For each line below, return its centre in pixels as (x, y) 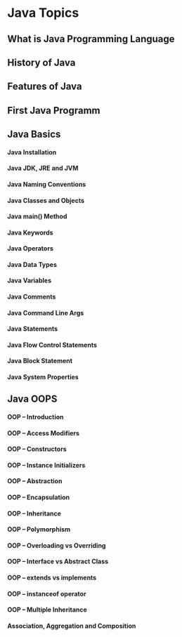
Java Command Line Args (46, 313)
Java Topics (43, 13)
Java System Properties (43, 377)
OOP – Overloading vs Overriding (57, 545)
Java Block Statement (40, 361)
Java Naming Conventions (47, 184)
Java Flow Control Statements (52, 345)
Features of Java (45, 87)
